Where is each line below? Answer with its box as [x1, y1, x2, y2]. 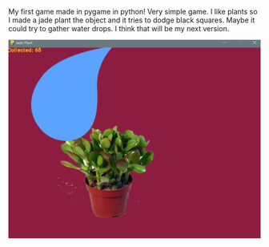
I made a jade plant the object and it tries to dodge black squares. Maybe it [8, 15, 255, 25]
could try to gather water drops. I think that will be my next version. [8, 24, 230, 33]
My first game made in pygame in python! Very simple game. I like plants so [8, 7, 258, 16]
